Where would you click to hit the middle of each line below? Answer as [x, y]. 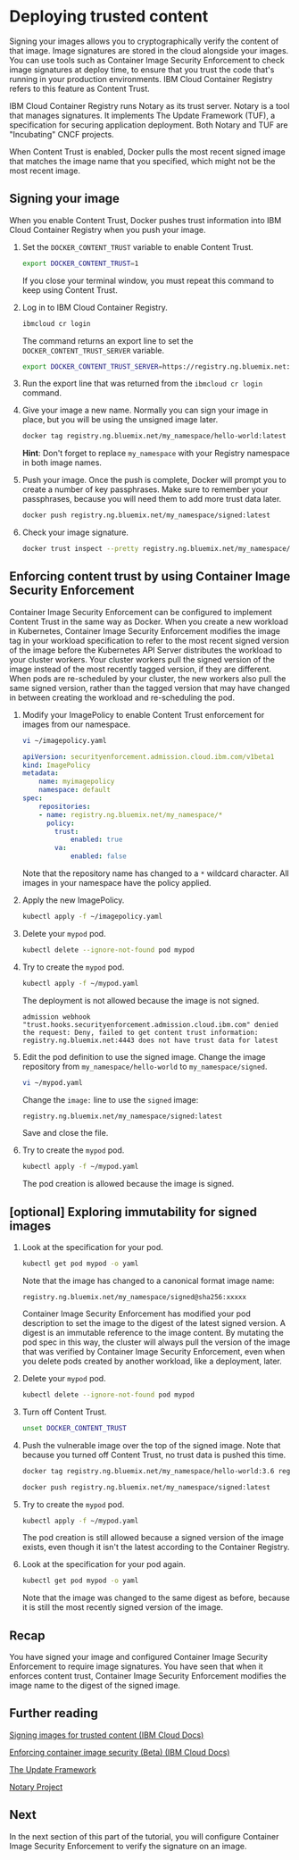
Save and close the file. [65, 1133]
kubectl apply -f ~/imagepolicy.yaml [92, 917]
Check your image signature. [75, 532]
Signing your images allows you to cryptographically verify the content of [144, 41]
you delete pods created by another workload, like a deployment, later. [152, 1361]
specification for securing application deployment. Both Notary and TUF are [149, 125]
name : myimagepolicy [77, 782]
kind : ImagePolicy [56, 765]
